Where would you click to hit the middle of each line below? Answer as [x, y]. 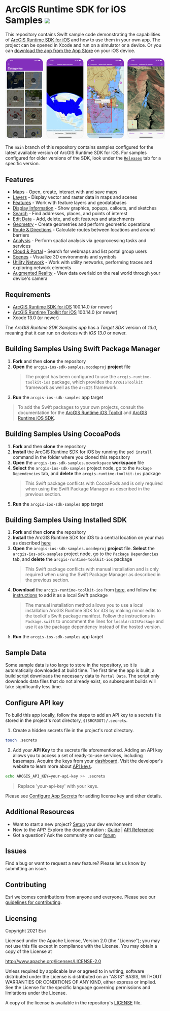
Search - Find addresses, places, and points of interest [70, 214]
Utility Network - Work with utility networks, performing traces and [82, 262]
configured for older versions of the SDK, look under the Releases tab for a [83, 158]
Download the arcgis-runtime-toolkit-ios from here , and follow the [84, 590]
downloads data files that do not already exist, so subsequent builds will [80, 681]
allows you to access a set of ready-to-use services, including [78, 755]
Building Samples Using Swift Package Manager [83, 349]
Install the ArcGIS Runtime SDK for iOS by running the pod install [82, 452]
